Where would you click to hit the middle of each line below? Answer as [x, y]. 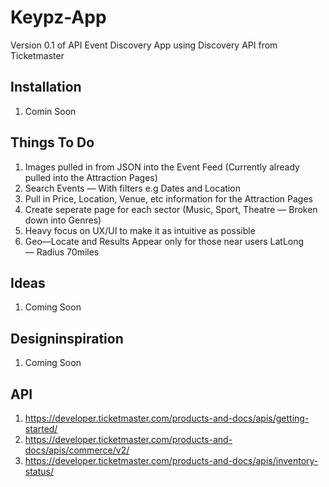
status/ [39, 471]
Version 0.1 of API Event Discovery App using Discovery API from [144, 45]
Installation [46, 87]
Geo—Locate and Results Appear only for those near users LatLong [164, 241]
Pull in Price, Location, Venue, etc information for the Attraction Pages [168, 198]
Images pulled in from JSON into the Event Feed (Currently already [162, 167]
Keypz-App [58, 17]
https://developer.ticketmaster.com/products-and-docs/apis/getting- [167, 418]
